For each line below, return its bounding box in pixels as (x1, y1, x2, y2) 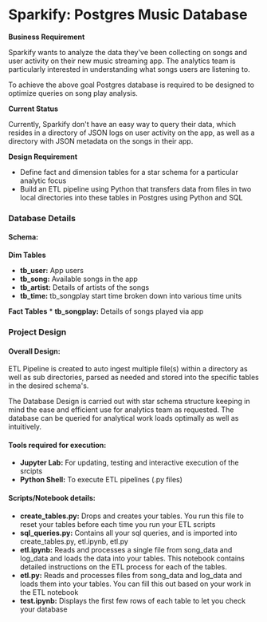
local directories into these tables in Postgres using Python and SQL (19, 192, 243, 202)
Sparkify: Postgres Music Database (8, 6, 248, 24)
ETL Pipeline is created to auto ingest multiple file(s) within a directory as (8, 364, 249, 374)
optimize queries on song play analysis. (8, 88, 138, 97)
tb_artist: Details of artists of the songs (19, 283, 150, 292)
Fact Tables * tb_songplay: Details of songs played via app (8, 307, 204, 316)
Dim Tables (8, 250, 46, 260)
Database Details (8, 212, 76, 224)
